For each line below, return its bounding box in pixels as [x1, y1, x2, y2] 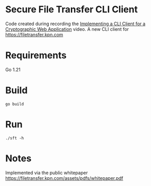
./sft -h [5, 135, 24, 141]
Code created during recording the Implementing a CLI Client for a [5, 21, 145, 27]
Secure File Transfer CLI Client [5, 4, 138, 15]
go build [5, 101, 24, 106]
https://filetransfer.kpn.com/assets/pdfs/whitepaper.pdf [5, 175, 123, 181]
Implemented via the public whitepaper [5, 170, 88, 176]
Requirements [5, 50, 67, 61]
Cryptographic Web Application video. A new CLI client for [5, 26, 129, 32]
